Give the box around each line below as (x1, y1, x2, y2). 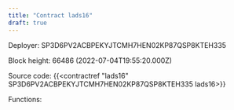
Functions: (8, 94, 42, 104)
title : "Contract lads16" (8, 11, 93, 20)
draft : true (8, 19, 47, 27)
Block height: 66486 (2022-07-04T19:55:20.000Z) (8, 56, 173, 65)
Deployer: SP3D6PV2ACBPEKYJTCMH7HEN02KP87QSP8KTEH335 (8, 40, 226, 49)
